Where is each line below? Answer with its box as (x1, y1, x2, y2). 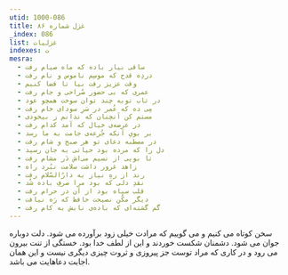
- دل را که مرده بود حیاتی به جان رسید (17, 145, 165, 154)
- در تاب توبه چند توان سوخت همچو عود (17, 95, 162, 105)
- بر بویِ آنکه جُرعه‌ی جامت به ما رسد (17, 129, 153, 138)
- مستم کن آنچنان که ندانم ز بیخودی (17, 112, 153, 121)
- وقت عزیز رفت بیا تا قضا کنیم (17, 79, 138, 88)
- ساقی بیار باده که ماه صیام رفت (17, 63, 145, 72)
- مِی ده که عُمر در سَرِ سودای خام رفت (17, 104, 153, 113)
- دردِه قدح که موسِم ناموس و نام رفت (17, 71, 153, 80)
